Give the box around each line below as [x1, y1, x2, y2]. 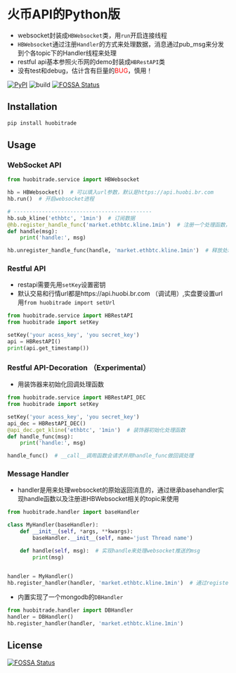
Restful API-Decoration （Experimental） [7, 362, 150, 372]
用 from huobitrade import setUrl [17, 298, 116, 307]
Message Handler [7, 469, 69, 479]
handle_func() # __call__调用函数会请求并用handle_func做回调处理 [7, 452, 195, 459]
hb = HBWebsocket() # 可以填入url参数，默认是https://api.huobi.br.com [7, 189, 214, 196]
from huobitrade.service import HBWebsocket [7, 176, 140, 183]
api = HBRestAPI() [7, 338, 61, 345]
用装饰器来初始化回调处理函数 [17, 380, 104, 388]
